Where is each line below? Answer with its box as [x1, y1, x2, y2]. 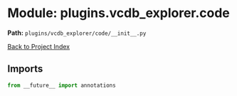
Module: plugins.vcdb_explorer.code [7, 5, 230, 21]
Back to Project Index [7, 42, 70, 50]
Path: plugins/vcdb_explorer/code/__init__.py [7, 28, 147, 37]
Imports [7, 63, 43, 75]
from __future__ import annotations [7, 82, 116, 89]
